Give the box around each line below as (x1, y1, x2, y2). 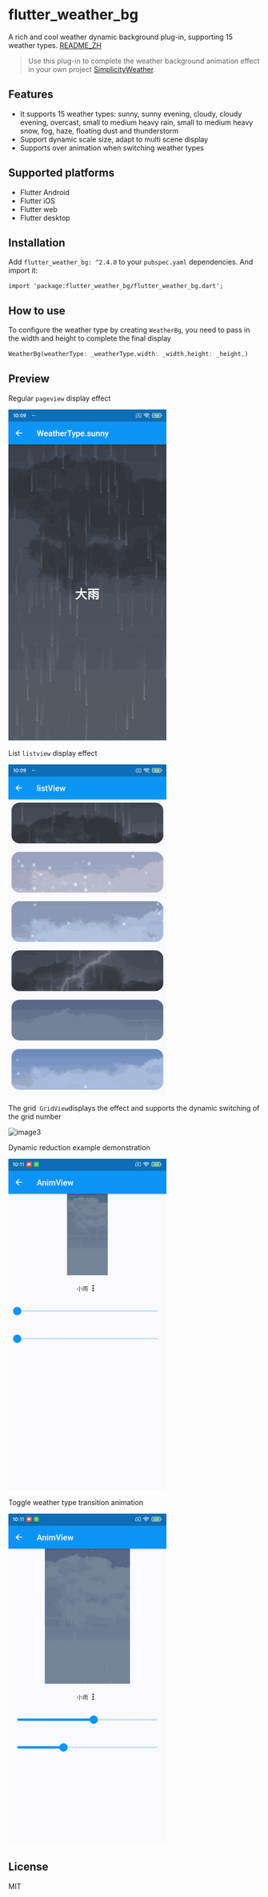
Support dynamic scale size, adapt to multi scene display (19, 134, 209, 144)
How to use (8, 304, 66, 317)
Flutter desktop (19, 213, 70, 222)
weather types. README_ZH (8, 40, 102, 50)
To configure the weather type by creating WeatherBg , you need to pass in (8, 325, 250, 335)
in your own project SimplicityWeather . (27, 64, 156, 74)
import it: (8, 266, 38, 275)
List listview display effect (8, 748, 98, 757)
